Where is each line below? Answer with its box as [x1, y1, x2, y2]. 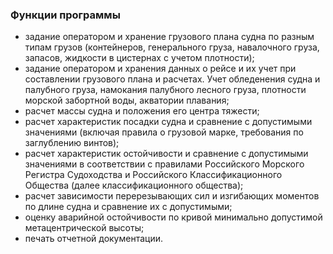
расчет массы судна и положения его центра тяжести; [24, 105, 260, 117]
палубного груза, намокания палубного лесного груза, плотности [24, 84, 307, 96]
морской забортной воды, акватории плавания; [24, 94, 230, 107]
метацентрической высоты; [24, 222, 145, 234]
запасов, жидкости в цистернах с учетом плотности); [24, 52, 255, 64]
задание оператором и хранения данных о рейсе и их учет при [24, 63, 297, 75]
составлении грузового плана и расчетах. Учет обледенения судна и [24, 73, 321, 85]
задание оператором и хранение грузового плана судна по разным [24, 31, 315, 43]
